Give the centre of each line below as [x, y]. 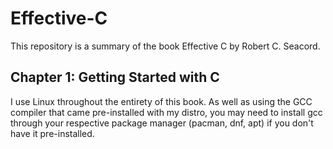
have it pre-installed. [52, 133]
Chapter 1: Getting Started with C [115, 77]
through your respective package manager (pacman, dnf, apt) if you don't [162, 123]
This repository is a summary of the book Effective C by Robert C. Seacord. [165, 46]
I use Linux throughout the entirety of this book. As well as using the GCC [161, 101]
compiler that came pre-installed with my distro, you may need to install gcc [166, 112]
